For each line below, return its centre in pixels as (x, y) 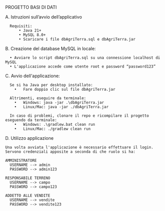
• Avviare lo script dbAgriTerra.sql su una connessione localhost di (85, 58)
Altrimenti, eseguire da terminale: (48, 98)
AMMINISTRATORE (21, 160)
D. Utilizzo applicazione (29, 138)
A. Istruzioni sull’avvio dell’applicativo (44, 17)
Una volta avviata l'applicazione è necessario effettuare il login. (79, 147)
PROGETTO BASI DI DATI (31, 7)
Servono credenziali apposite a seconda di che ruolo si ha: (70, 152)
